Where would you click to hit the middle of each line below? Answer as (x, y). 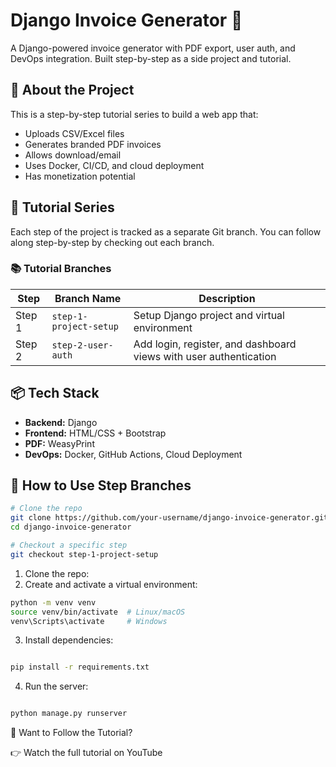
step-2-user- (82, 345)
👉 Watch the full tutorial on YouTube (86, 753)
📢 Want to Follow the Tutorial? (71, 733)
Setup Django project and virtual (209, 315)
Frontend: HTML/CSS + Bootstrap (95, 433)
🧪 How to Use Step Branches (101, 485)
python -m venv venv (53, 602)
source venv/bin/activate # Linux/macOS (98, 612)
